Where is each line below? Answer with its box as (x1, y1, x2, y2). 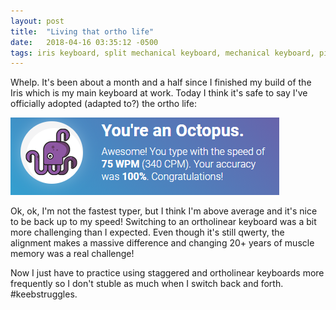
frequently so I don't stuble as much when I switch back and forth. (10, 278, 284, 290)
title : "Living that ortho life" (10, 26, 155, 37)
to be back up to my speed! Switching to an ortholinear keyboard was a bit (10, 216, 317, 228)
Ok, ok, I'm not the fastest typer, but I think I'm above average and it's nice (10, 205, 318, 217)
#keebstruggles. (10, 288, 78, 300)
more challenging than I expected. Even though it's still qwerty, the (10, 226, 285, 239)
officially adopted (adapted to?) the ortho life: (10, 98, 197, 110)
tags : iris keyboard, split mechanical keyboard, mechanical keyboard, (10, 48, 315, 58)
